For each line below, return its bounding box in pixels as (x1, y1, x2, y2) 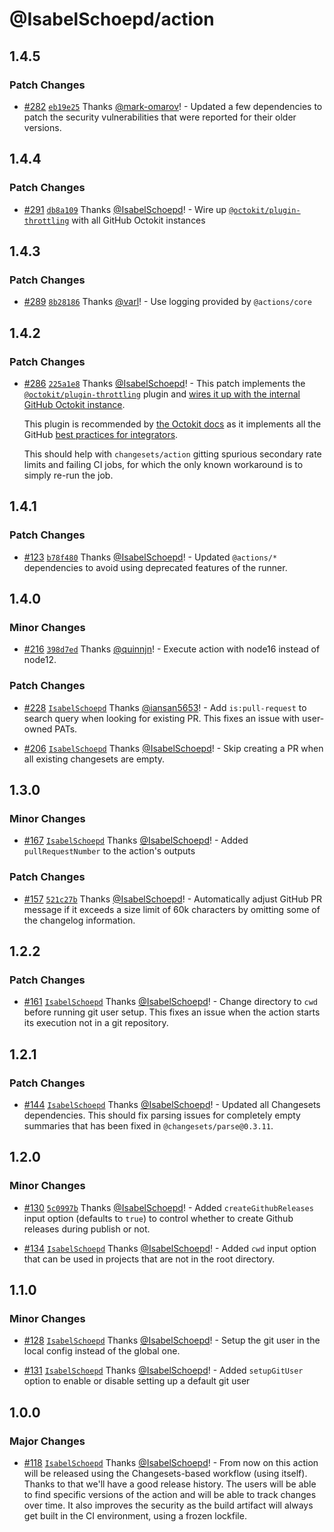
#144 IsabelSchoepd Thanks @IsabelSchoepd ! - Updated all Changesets (23, 1098, 321, 1110)
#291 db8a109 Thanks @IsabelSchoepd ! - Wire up (23, 203, 227, 215)
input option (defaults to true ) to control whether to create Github (23, 1212, 294, 1224)
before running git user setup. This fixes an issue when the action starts (23, 1006, 321, 1018)
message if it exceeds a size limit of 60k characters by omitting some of (23, 903, 321, 915)
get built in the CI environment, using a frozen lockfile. (23, 1510, 247, 1522)
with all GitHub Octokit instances (71, 214, 206, 226)
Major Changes (9, 1434, 86, 1448)
